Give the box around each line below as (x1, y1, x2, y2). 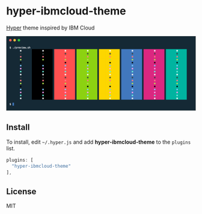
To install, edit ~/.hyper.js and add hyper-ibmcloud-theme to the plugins (6, 138, 191, 145)
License (6, 186, 37, 197)
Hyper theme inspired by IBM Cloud (6, 24, 95, 31)
